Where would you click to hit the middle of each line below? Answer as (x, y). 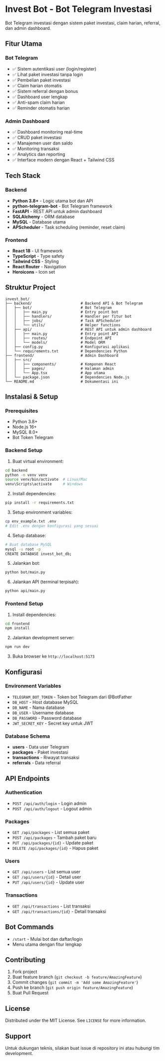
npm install (17, 628)
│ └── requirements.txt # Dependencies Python (66, 351)
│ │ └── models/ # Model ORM (55, 342)
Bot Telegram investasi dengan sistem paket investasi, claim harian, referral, (83, 23)
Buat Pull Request (30, 993)
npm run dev (17, 647)
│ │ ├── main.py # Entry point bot (62, 312)
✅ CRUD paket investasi (37, 137)
